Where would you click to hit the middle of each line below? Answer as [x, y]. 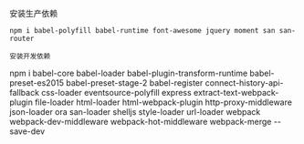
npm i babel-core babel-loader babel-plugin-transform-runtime [129, 73]
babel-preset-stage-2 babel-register [134, 83]
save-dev [27, 131]
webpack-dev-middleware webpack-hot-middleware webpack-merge [141, 122]
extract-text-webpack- [236, 93]
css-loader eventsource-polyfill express [116, 93]
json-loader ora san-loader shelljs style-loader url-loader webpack [135, 112]
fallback [24, 93]
